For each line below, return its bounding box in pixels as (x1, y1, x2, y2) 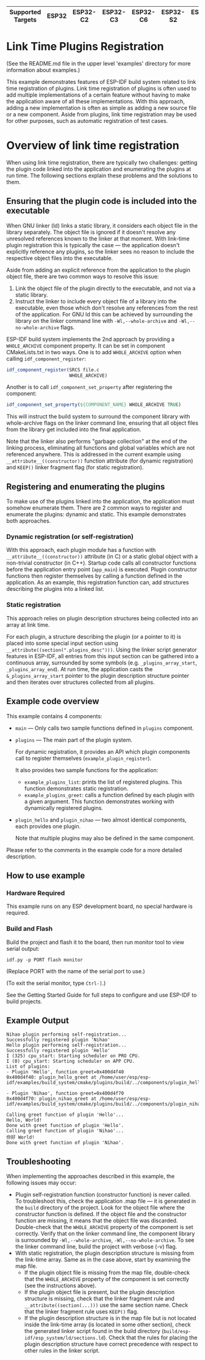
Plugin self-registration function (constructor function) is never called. (15, 1191, 191, 1198)
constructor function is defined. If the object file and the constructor (15, 1211, 187, 1218)
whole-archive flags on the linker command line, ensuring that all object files (6, 419, 198, 427)
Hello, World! (6, 1117, 43, 1123)
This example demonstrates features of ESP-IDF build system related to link (6, 78, 196, 85)
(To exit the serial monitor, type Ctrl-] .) (6, 979, 106, 987)
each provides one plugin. (15, 822, 81, 830)
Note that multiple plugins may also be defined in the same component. (15, 834, 195, 842)
